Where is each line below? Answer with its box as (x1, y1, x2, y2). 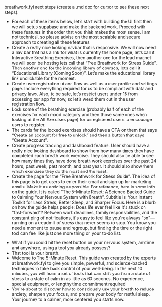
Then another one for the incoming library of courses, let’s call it (11, 65, 141, 71)
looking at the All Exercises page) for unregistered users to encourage (11, 117, 152, 122)
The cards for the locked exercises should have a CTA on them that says (11, 127, 157, 133)
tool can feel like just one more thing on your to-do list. (11, 230, 122, 236)
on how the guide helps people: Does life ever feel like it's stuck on (11, 205, 146, 210)
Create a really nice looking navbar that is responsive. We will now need (11, 45, 156, 50)
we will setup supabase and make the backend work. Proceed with (11, 24, 146, 30)
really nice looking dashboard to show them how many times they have (11, 148, 154, 153)
